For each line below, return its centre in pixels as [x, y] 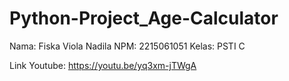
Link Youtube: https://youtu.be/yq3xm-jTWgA [103, 65]
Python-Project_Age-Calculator [144, 18]
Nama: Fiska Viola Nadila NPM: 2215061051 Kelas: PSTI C [127, 46]
